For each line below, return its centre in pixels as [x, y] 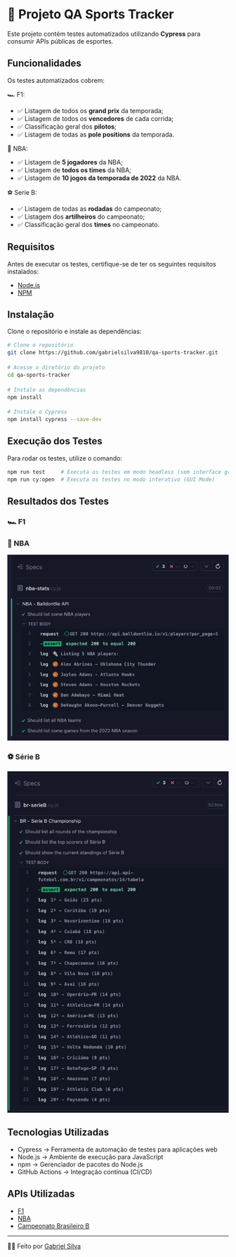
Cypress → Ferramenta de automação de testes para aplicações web [117, 1149]
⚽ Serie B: [22, 192]
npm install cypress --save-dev [54, 420]
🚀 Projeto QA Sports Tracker [91, 14]
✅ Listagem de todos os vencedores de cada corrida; [96, 118]
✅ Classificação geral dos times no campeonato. [88, 224]
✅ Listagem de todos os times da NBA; [74, 170]
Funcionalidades [45, 64]
